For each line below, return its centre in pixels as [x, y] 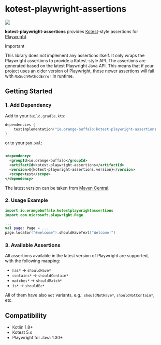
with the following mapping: [33, 261]
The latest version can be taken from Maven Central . [57, 188]
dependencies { [20, 125]
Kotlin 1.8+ [22, 327]
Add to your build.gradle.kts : [35, 115]
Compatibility [26, 316]
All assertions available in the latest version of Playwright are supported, [77, 256]
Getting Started [29, 91]
